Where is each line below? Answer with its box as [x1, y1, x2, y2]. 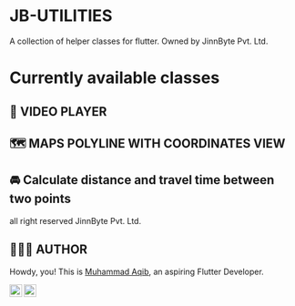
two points [9, 191, 71, 207]
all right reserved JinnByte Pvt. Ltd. [9, 215, 142, 226]
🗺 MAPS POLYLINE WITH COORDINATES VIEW [9, 136, 286, 151]
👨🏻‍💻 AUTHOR [9, 242, 88, 258]
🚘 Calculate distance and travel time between [9, 172, 275, 188]
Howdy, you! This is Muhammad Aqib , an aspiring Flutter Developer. [9, 266, 264, 277]
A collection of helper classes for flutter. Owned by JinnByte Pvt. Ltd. [9, 36, 269, 46]
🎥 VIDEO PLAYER [9, 104, 107, 119]
